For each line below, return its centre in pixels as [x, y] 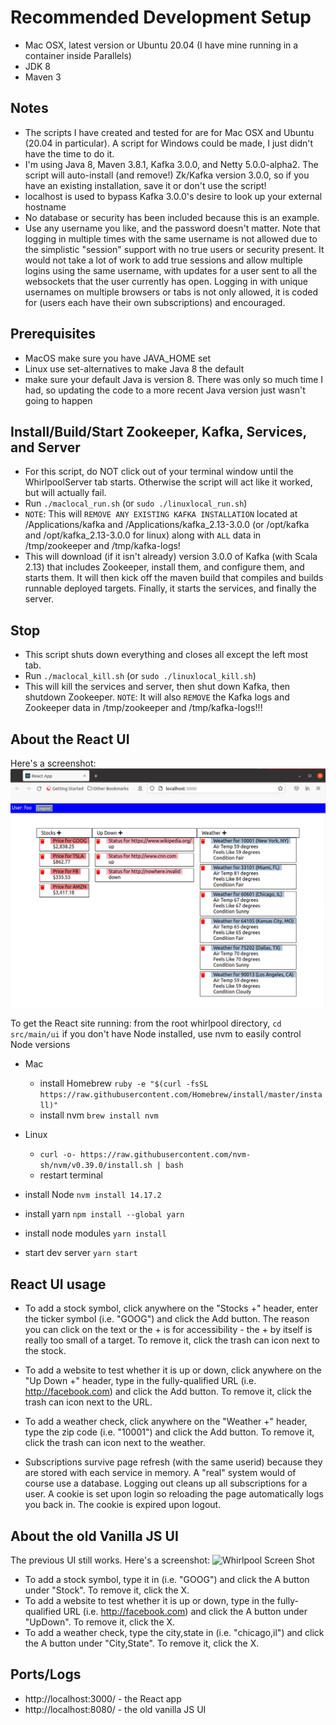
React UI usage [58, 1284]
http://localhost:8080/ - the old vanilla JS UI [115, 1709]
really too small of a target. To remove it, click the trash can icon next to [172, 1340]
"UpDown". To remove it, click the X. [100, 1622]
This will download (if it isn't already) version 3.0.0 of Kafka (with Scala [171, 557]
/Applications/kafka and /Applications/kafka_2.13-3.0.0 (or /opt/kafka [167, 525]
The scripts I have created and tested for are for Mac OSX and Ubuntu [169, 132]
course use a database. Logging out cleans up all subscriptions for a [166, 1483]
